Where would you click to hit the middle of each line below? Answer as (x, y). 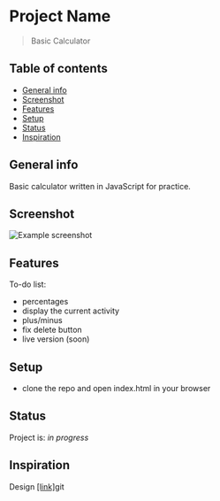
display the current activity (71, 311)
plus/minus (42, 320)
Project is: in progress (49, 437)
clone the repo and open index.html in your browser (116, 388)
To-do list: (28, 284)
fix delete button (52, 330)
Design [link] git (37, 486)
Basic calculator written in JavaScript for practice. (100, 186)
